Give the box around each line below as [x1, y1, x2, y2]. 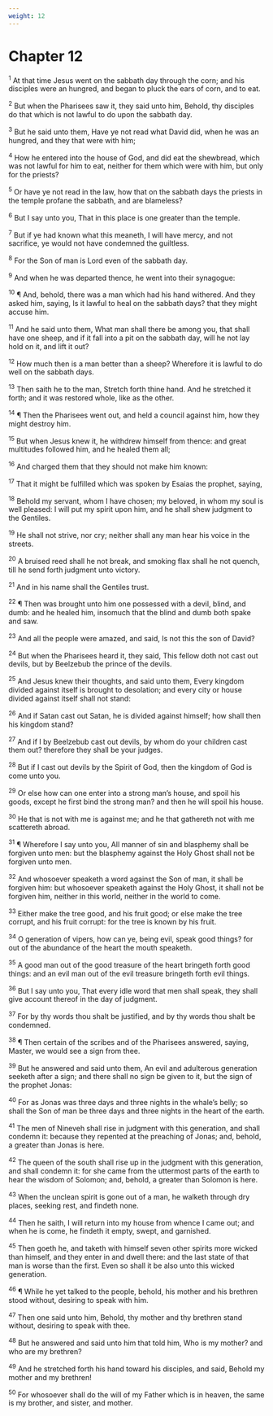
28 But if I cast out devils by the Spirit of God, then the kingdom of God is [8, 761, 253, 771]
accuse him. [8, 307, 50, 317]
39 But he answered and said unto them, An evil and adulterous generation [8, 1061, 258, 1073]
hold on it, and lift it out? [8, 341, 89, 351]
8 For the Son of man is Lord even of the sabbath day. [8, 254, 188, 265]
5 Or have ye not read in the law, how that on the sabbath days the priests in [8, 186, 262, 196]
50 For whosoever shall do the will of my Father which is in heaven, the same [8, 1388, 265, 1400]
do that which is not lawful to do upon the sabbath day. [8, 109, 193, 119]
